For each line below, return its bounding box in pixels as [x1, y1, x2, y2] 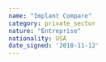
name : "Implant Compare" [8, 11, 92, 20]
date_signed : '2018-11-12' [8, 42, 100, 50]
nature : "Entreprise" [8, 27, 82, 35]
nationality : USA [8, 34, 67, 43]
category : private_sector [8, 19, 95, 27]
